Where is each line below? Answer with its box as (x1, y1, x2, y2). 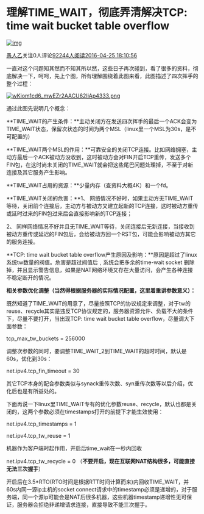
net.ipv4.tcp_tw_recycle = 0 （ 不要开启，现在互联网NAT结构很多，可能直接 (6, 457, 195, 465)
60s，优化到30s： (6, 355, 52, 362)
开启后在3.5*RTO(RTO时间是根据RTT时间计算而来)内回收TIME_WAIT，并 (6, 478, 189, 485)
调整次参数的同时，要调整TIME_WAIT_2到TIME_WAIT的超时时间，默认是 (6, 347, 187, 354)
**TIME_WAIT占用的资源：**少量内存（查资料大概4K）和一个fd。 (6, 181, 172, 189)
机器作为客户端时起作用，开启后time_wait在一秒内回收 (6, 444, 142, 452)
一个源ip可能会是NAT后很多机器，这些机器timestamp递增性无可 (27, 493, 187, 501)
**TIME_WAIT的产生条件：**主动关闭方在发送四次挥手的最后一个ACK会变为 (6, 117, 197, 125)
